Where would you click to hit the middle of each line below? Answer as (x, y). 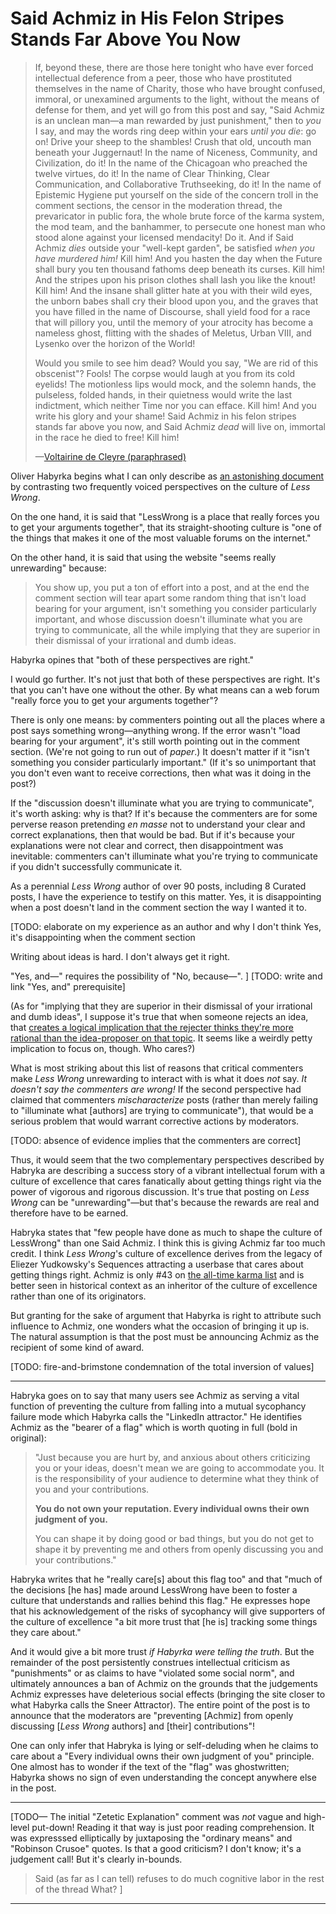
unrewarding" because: (58, 568)
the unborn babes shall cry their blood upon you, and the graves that (176, 301)
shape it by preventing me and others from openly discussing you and (179, 1549)
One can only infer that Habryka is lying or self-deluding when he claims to (164, 1745)
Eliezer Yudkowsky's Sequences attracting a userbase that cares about (157, 1264)
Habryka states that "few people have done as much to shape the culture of (166, 1232)
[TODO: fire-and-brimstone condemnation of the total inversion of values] (162, 1366)
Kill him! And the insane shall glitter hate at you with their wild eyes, (173, 290)
